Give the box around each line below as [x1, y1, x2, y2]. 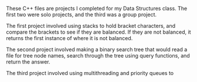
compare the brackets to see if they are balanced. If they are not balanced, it [6, 28, 191, 35]
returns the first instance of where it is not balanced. [6, 35, 133, 41]
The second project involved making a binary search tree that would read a [6, 46, 188, 53]
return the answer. [6, 58, 51, 65]
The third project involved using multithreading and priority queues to [6, 70, 174, 76]
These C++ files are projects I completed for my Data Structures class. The [6, 5, 188, 12]
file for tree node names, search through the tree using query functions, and [6, 52, 191, 59]
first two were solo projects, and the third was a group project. [6, 11, 157, 18]
